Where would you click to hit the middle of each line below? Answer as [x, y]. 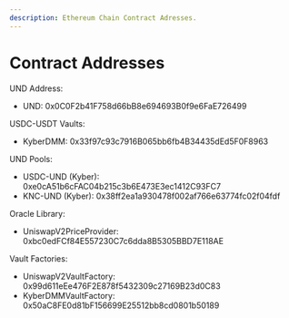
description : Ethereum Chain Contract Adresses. [103, 18]
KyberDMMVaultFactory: [69, 295]
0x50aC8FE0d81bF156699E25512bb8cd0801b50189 [121, 305]
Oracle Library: [37, 213]
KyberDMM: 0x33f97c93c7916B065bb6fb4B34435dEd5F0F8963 [145, 141]
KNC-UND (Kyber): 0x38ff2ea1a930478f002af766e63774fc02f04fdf [151, 196]
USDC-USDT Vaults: [47, 123]
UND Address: [36, 88]
